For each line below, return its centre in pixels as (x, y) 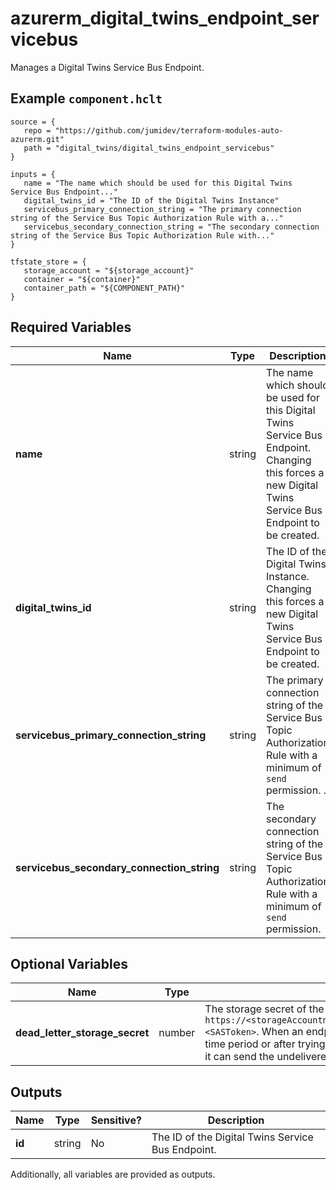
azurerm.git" (37, 139)
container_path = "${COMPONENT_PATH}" (104, 288)
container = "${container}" (82, 279)
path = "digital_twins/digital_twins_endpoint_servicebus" (149, 148)
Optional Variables (69, 963)
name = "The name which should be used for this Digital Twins (158, 183)
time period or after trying (265, 1044)
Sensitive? (116, 1120)
